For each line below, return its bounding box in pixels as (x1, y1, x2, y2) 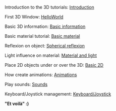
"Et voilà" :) (4, 101, 29, 107)
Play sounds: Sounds (4, 82, 48, 87)
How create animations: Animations (4, 72, 77, 78)
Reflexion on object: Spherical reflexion (4, 43, 85, 49)
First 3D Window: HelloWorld (4, 14, 64, 19)
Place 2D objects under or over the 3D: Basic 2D (4, 62, 104, 68)
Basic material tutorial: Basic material (4, 33, 80, 39)
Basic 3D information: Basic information (4, 23, 86, 29)
